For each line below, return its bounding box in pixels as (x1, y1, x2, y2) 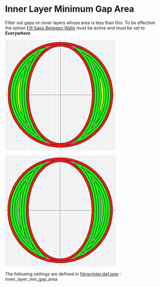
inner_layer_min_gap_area (5, 276, 57, 282)
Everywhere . (5, 30, 32, 36)
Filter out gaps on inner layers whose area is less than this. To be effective (5, 20, 156, 26)
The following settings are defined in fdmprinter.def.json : (5, 271, 121, 277)
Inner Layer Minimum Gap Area (5, 3, 134, 15)
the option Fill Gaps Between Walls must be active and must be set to (5, 25, 145, 30)
